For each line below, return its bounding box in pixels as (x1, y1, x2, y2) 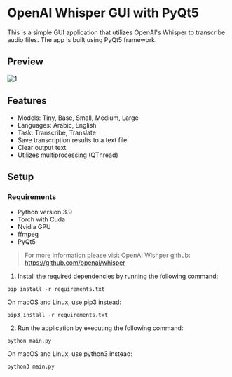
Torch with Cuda (17, 215, 65, 224)
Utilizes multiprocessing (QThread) (17, 151, 118, 159)
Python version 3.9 (17, 208, 72, 217)
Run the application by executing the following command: (17, 324, 184, 332)
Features (7, 95, 47, 107)
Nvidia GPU (17, 223, 51, 231)
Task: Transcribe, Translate (17, 128, 97, 137)
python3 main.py (7, 363, 55, 371)
